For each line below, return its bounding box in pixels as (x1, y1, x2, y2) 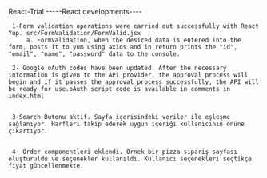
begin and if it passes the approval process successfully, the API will (8, 78, 260, 86)
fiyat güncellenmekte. (8, 162, 84, 170)
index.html (8, 92, 45, 100)
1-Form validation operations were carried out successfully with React (11, 22, 260, 30)
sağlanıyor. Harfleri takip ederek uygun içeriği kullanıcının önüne (8, 120, 245, 128)
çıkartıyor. (8, 127, 48, 135)
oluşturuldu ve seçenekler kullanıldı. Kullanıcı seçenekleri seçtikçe (8, 155, 252, 163)
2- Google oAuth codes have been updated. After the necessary (11, 64, 227, 72)
